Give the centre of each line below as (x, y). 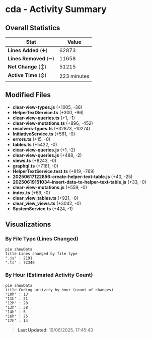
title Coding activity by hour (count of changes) (59, 290)
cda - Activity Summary (56, 9)
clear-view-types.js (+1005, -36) (47, 107)
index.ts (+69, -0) (31, 193)
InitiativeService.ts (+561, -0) (44, 134)
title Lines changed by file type (42, 253)
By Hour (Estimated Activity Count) (49, 275)
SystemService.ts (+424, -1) (43, 208)
